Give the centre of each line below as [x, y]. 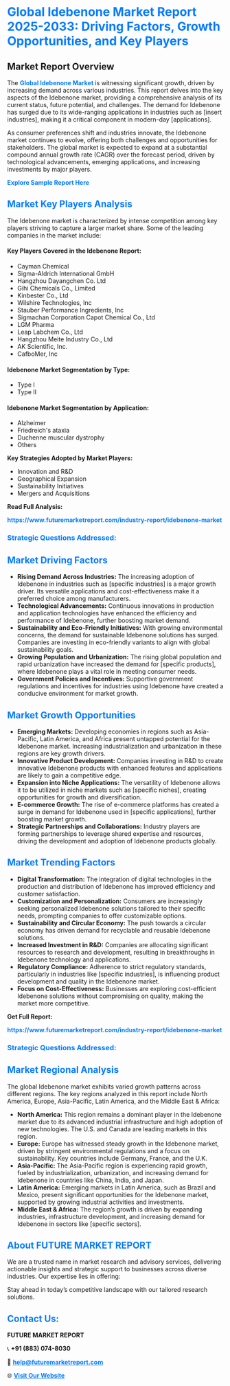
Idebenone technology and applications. [74, 959]
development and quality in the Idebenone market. [88, 981]
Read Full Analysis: [35, 507]
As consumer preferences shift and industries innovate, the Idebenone [107, 133]
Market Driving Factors [57, 560]
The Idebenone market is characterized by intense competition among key [112, 220]
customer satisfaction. [49, 894]
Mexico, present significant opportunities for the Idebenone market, [113, 1194]
